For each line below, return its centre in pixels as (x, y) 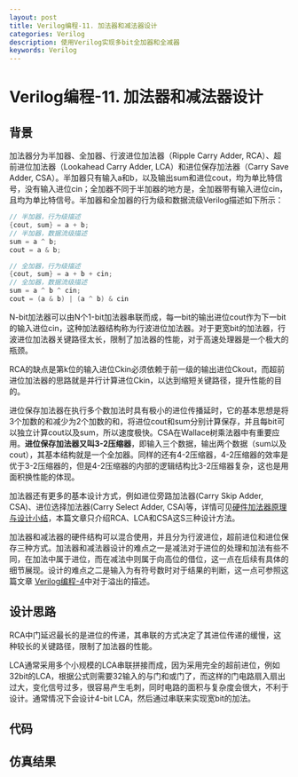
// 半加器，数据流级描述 (48, 233)
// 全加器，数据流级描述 (48, 282)
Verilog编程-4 (59, 581)
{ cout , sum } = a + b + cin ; (61, 274)
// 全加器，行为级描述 (45, 266)
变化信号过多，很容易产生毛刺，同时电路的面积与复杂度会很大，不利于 (161, 687)
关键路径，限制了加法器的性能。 (98, 646)
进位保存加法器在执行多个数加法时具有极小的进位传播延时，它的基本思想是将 (149, 410)
